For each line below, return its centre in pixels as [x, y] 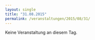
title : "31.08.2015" [26, 14]
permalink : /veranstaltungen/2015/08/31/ [48, 19]
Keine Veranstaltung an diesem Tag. [41, 33]
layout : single [20, 10]
